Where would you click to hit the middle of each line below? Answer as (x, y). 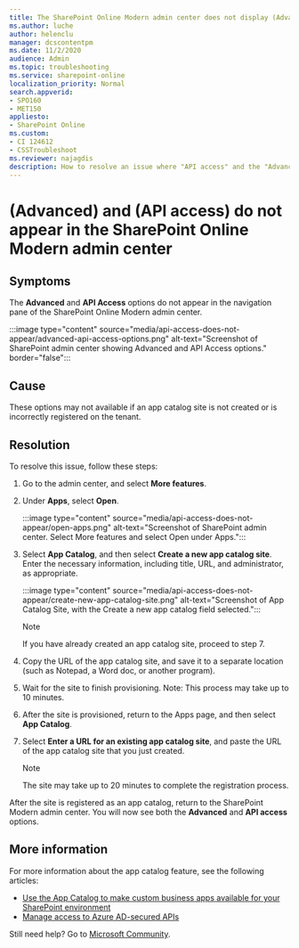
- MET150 (25, 109)
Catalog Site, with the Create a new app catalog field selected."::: (141, 609)
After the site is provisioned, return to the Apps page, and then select (149, 715)
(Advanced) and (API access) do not (146, 211)
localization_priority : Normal (67, 84)
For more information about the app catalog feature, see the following (137, 870)
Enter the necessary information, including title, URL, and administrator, (153, 564)
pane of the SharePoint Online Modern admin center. (106, 312)
